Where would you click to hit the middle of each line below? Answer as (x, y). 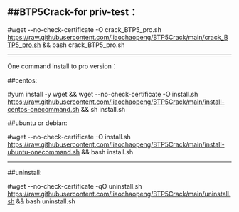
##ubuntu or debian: (37, 123)
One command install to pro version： (63, 66)
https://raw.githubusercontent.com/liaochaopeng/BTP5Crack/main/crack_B (118, 37)
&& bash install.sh (107, 152)
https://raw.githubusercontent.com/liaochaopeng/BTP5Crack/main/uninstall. (119, 194)
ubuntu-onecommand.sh (44, 152)
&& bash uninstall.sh (46, 201)
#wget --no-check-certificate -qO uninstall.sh (75, 186)
